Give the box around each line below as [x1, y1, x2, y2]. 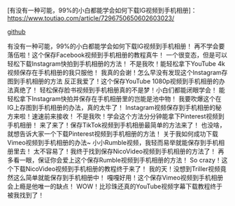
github [7, 27, 26, 36]
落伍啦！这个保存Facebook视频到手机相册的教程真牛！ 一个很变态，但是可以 [7, 51, 227, 59]
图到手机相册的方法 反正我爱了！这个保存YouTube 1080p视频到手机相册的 [7, 77, 219, 85]
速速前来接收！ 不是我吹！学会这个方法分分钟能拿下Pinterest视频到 [31, 112, 225, 121]
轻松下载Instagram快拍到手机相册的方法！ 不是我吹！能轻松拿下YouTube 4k [7, 60, 225, 68]
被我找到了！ [7, 191, 44, 199]
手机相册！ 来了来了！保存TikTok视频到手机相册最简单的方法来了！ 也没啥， [7, 121, 226, 129]
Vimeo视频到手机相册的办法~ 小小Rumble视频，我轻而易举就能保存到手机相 [7, 139, 225, 146]
